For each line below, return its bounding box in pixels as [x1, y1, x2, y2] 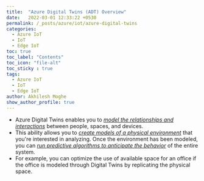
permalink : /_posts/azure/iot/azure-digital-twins [6, 20, 138, 26]
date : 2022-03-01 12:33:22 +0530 [6, 15, 97, 21]
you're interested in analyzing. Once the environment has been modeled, [15, 135, 198, 143]
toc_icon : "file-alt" [6, 60, 62, 66]
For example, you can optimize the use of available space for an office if [15, 154, 197, 162]
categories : [6, 26, 37, 32]
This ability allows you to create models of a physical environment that [15, 129, 193, 136]
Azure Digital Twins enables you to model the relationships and [15, 116, 174, 123]
